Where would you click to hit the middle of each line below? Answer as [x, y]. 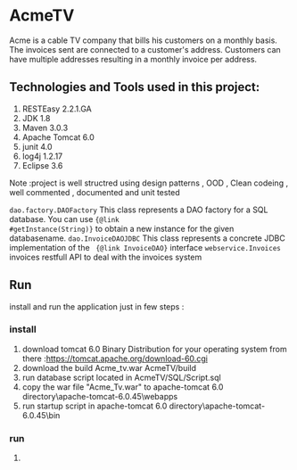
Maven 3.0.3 [45, 128]
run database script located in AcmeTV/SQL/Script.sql [121, 377]
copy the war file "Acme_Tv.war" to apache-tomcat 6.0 [123, 387]
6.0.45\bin [41, 415]
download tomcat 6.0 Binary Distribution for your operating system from [154, 349]
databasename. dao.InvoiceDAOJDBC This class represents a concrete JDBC [147, 238]
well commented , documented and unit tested [95, 192]
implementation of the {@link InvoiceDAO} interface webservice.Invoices [145, 247]
